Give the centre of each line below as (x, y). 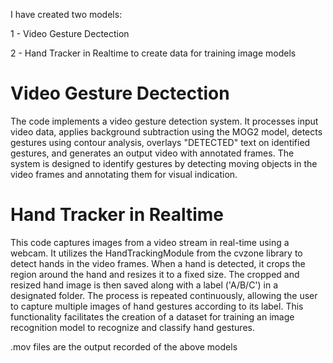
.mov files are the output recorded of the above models (124, 346)
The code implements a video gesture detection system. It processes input (164, 121)
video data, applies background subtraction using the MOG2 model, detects (166, 131)
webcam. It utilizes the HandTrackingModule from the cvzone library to (156, 253)
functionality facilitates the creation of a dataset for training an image (152, 316)
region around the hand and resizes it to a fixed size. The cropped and (155, 274)
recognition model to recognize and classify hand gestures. (132, 327)
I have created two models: (66, 14)
